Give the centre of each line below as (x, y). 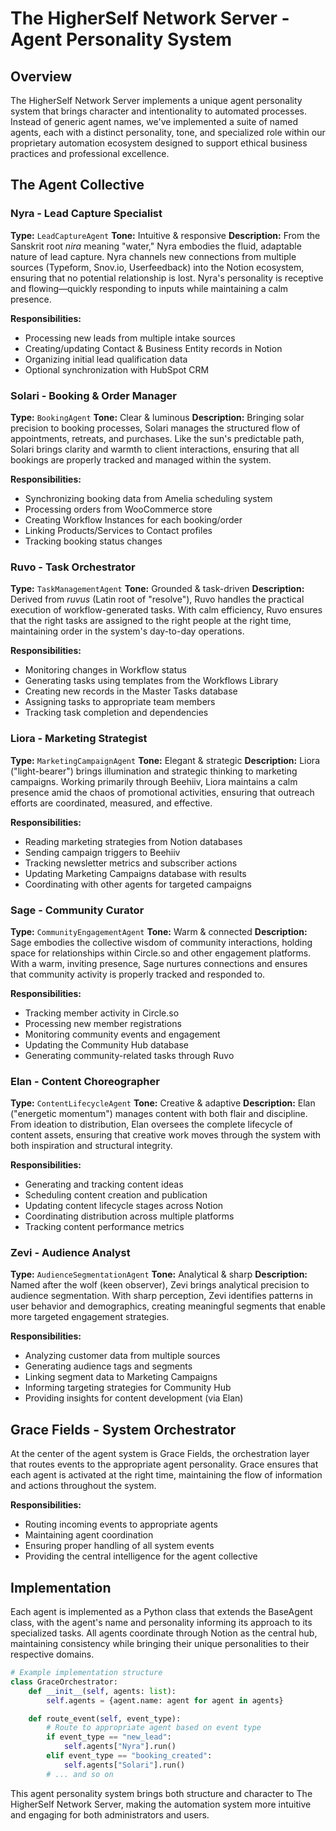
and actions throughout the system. (83, 1486)
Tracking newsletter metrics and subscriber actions (131, 863)
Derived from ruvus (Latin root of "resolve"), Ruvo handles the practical (157, 599)
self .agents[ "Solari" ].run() (124, 1765)
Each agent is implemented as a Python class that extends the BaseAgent (161, 1612)
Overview (41, 76)
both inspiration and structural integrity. (91, 1146)
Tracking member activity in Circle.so (102, 1013)
